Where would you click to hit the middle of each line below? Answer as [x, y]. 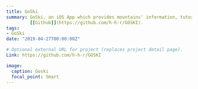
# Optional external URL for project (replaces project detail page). [95, 50]
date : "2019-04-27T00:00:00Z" [43, 39]
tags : [13, 28]
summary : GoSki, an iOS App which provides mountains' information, [92, 17]
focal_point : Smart [35, 77]
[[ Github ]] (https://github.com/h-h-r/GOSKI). [87, 22]
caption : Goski [30, 71]
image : [14, 65]
